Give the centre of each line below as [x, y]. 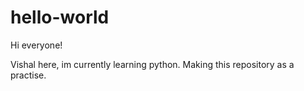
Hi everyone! [36, 45]
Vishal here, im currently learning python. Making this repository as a [152, 64]
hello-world [60, 17]
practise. [28, 75]
